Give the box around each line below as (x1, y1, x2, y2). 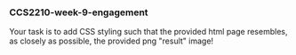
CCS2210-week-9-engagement (9, 6, 148, 19)
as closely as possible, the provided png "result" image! (9, 35, 214, 46)
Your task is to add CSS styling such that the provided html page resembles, (9, 27, 288, 37)
